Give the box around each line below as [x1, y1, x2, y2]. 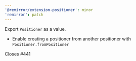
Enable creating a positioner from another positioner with [12, 36, 131, 42]
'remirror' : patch [5, 12, 43, 17]
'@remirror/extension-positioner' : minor [5, 7, 94, 13]
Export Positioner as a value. [5, 26, 66, 32]
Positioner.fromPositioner [12, 42, 69, 47]
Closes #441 [5, 51, 31, 57]
